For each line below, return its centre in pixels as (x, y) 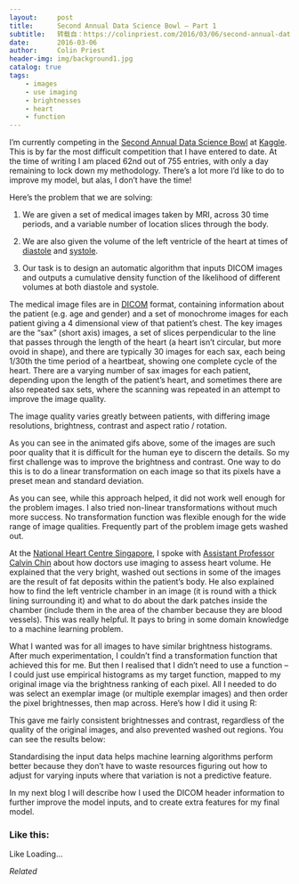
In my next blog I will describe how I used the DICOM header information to (147, 793)
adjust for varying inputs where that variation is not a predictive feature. (141, 775)
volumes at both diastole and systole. (90, 287)
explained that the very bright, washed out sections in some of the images (145, 572)
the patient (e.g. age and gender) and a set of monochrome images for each (149, 314)
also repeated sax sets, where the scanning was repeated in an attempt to (145, 389)
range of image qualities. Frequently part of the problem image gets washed (149, 527)
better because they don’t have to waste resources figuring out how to (138, 766)
